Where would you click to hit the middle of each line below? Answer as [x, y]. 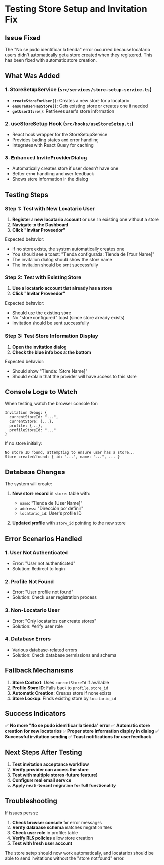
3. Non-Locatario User [33, 610]
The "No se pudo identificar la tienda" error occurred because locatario [78, 50]
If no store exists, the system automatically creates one [68, 249]
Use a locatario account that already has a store [62, 288]
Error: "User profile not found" [43, 592]
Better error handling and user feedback [53, 174]
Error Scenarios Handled [44, 538]
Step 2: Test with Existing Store [43, 277]
